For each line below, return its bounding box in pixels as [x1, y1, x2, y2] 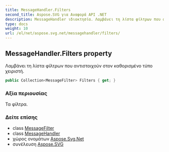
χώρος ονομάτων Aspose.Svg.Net [12, 136, 84, 142]
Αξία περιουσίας [5, 90, 48, 97]
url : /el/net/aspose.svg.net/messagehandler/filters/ [5, 31, 121, 36]
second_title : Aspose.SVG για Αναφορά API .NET [5, 12, 107, 17]
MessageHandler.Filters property [5, 49, 112, 58]
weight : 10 [5, 26, 28, 31]
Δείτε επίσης [5, 114, 38, 121]
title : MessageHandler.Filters [5, 7, 71, 13]
